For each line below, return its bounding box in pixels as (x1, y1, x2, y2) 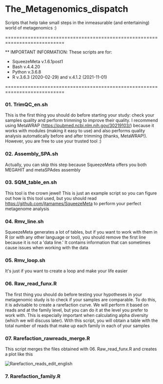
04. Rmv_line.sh (5, 218, 44, 225)
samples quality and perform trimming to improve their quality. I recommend (5, 118, 158, 123)
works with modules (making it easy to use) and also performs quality (5, 128, 145, 134)
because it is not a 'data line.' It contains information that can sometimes (5, 240, 151, 245)
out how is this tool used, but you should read (5, 195, 97, 201)
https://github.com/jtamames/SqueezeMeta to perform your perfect (5, 200, 142, 206)
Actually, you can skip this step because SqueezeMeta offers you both (5, 162, 147, 168)
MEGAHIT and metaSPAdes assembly (5, 167, 81, 172)
